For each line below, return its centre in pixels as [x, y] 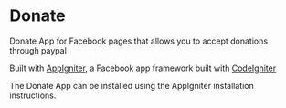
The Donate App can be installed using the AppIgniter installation [132, 85]
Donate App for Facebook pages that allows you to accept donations [138, 41]
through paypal [38, 50]
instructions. [33, 95]
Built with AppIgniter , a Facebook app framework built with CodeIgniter [143, 68]
